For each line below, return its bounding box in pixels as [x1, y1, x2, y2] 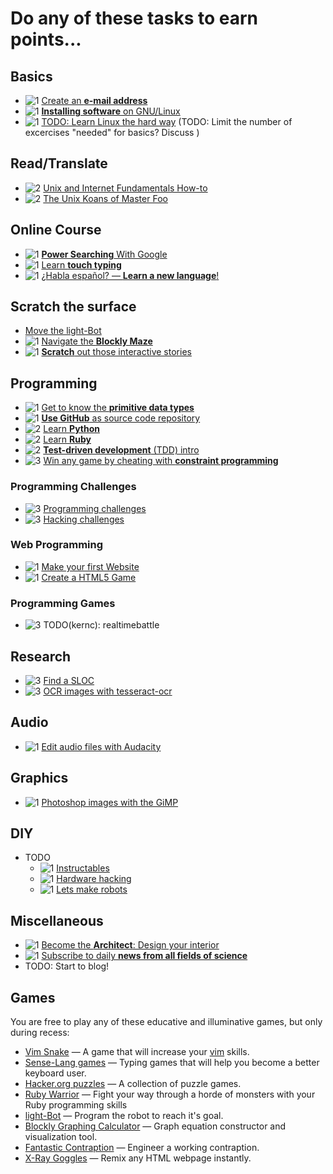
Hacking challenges [43, 513, 125, 525]
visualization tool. [24, 1131, 98, 1143]
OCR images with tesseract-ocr [43, 685, 173, 697]
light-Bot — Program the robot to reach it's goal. [24, 1110, 224, 1122]
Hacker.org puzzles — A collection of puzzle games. [24, 1078, 242, 1090]
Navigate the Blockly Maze [41, 335, 153, 347]
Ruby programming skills [24, 1099, 128, 1111]
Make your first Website [41, 560, 140, 572]
